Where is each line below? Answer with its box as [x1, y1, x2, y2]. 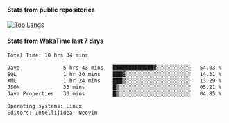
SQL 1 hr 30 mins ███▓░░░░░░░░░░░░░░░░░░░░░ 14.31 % [7, 71, 222, 78]
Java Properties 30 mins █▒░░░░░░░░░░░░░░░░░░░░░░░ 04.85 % [7, 90, 222, 97]
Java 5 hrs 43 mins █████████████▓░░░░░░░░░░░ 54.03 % [7, 64, 222, 72]
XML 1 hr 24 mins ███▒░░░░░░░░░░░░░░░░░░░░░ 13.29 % [7, 77, 222, 84]
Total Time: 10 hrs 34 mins [7, 52, 89, 59]
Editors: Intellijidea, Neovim [7, 109, 98, 116]
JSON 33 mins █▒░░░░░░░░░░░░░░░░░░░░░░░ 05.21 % [7, 84, 222, 91]
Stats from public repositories [7, 6, 95, 14]
